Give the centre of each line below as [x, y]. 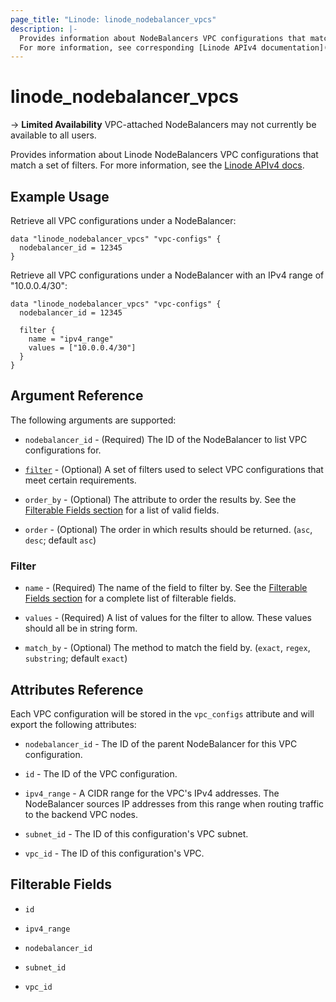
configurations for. [63, 450]
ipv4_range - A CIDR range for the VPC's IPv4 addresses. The [152, 793]
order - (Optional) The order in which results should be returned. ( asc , [168, 529]
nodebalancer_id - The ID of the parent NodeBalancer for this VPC [161, 743]
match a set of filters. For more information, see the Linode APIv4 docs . [157, 165]
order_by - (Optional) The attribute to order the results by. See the [160, 499]
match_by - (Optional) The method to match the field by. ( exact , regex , [167, 648]
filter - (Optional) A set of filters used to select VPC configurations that [174, 469]
